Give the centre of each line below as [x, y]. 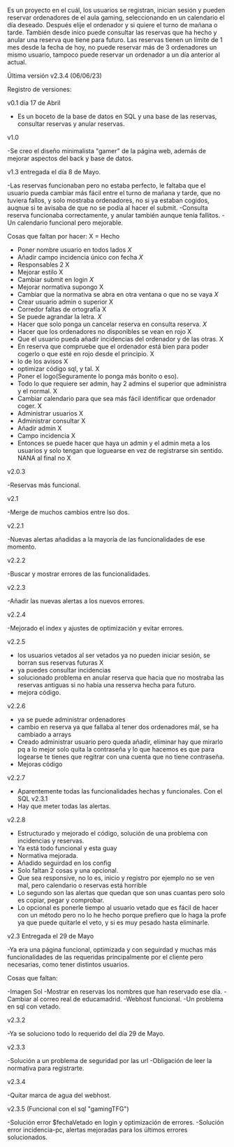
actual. [17, 62]
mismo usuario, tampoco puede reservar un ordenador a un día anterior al [114, 55]
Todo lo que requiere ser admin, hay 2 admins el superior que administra [122, 383]
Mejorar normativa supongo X [60, 287]
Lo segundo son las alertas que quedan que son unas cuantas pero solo [121, 893]
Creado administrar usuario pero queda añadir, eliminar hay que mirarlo [120, 742]
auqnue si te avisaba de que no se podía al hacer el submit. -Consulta [108, 208]
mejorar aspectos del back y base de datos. [71, 158]
